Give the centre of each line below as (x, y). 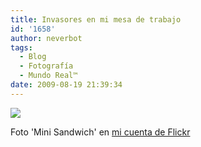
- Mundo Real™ (48, 76)
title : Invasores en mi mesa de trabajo (96, 19)
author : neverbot (46, 38)
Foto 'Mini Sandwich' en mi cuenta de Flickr (100, 132)
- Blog (33, 57)
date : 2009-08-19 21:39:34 (66, 85)
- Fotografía (46, 66)
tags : (21, 47)
